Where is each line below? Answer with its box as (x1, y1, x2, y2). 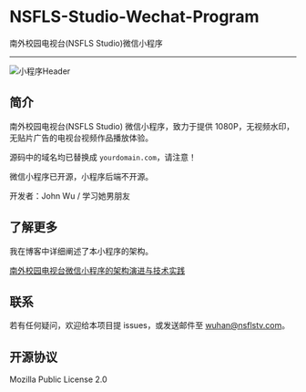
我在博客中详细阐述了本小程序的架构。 (9, 245, 153, 256)
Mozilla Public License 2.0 (9, 374, 107, 385)
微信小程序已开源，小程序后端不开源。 (9, 170, 153, 181)
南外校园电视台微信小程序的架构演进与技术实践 (9, 264, 185, 275)
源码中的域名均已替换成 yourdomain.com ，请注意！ (9, 151, 198, 162)
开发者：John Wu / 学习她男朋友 (9, 190, 130, 201)
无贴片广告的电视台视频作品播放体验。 (9, 132, 153, 143)
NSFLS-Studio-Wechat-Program (9, 6, 260, 27)
